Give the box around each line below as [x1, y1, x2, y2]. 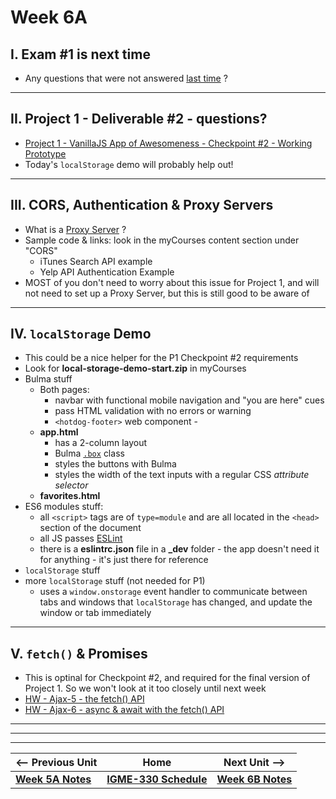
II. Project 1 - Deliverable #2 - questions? [10, 111, 268, 128]
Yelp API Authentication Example [39, 266, 175, 278]
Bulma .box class [54, 447, 125, 460]
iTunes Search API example [39, 255, 153, 267]
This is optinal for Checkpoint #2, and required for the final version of [24, 672, 311, 684]
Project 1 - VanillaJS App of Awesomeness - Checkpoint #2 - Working [24, 137, 313, 149]
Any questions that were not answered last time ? [24, 72, 228, 84]
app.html [39, 426, 79, 438]
